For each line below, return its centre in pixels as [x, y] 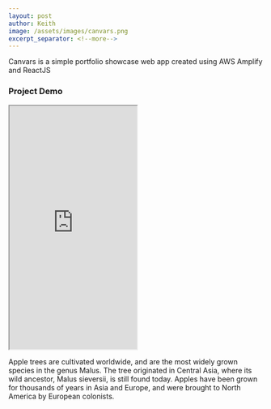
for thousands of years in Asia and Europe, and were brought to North [125, 387]
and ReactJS [30, 71]
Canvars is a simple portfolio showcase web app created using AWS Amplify [135, 62]
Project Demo [36, 92]
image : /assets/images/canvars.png [68, 31]
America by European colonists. [61, 396]
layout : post [30, 16]
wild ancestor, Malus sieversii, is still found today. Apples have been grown [133, 379]
